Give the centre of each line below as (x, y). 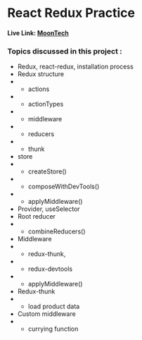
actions (39, 89)
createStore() (47, 171)
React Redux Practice (71, 13)
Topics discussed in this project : (65, 51)
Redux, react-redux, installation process (75, 67)
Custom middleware (46, 314)
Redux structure (41, 74)
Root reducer (37, 217)
